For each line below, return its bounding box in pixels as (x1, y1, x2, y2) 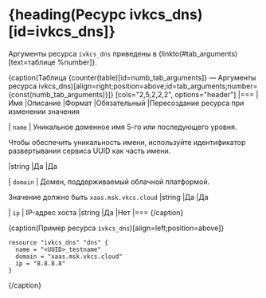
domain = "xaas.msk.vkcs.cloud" (15, 253, 123, 261)
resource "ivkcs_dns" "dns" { (8, 238, 109, 246)
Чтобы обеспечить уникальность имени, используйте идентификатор (8, 137, 246, 147)
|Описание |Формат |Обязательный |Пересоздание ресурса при (25, 98, 244, 108)
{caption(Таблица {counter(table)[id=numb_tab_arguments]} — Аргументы (8, 73, 256, 82)
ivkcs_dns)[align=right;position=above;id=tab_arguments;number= (38, 81, 258, 91)
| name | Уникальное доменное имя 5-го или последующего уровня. (8, 122, 237, 131)
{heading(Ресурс (8, 6, 127, 24)
